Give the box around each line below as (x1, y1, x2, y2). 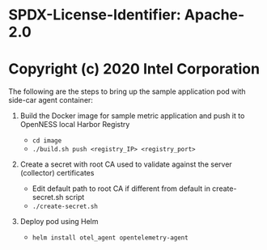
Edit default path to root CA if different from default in (32, 184, 210, 193)
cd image (32, 137, 62, 145)
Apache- (184, 6, 245, 24)
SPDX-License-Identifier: (8, 6, 182, 24)
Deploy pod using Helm (19, 217, 99, 227)
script (65, 193, 85, 202)
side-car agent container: (8, 95, 93, 105)
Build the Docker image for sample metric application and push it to (19, 111, 245, 121)
